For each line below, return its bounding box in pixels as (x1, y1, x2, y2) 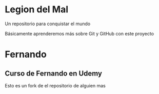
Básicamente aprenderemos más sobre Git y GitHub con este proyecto (5, 30, 154, 36)
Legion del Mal (5, 4, 69, 15)
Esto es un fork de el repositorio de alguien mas (5, 82, 106, 88)
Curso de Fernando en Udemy (5, 69, 102, 78)
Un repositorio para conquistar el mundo (5, 21, 91, 27)
